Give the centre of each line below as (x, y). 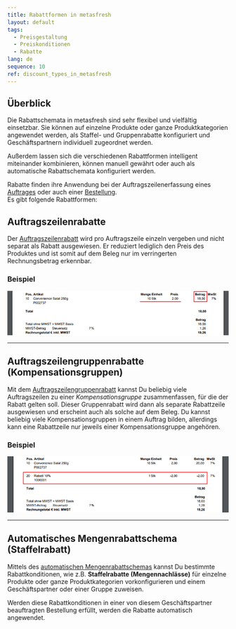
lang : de (20, 60)
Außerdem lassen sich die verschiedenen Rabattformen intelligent (103, 156)
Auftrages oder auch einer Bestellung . (62, 192)
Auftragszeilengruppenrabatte (76, 362)
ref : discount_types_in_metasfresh (59, 74)
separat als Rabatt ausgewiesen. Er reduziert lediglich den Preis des (106, 246)
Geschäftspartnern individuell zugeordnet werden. (80, 143)
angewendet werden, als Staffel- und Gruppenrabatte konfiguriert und (109, 135)
